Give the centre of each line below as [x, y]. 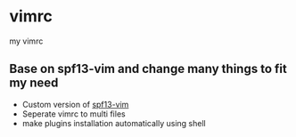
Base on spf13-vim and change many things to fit [148, 69]
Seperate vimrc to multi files [74, 114]
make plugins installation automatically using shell [114, 123]
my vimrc [26, 41]
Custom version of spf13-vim [75, 104]
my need [34, 83]
